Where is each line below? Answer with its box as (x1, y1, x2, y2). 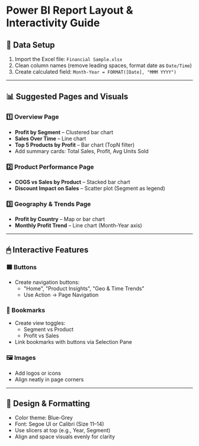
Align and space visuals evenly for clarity (14, 433, 115, 440)
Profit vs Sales (23, 332, 59, 339)
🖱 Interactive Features (6, 245, 89, 255)
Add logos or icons (14, 369, 61, 377)
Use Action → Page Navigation (23, 291, 99, 298)
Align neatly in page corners (14, 375, 84, 383)
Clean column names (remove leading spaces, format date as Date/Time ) (14, 62, 192, 69)
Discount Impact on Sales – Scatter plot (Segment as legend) (14, 185, 166, 192)
